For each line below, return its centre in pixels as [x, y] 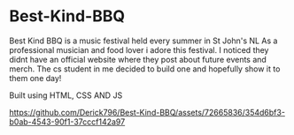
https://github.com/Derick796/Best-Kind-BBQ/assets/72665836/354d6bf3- [147, 112]
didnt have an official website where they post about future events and [138, 59]
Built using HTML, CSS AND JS [66, 95]
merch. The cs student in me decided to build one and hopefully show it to [145, 69]
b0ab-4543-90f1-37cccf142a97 [67, 122]
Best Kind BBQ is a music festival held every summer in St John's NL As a [143, 41]
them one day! [35, 78]
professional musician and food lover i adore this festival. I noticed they [139, 49]
